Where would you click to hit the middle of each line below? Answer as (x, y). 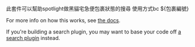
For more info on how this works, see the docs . (64, 20)
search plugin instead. (33, 38)
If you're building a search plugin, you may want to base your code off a (94, 32)
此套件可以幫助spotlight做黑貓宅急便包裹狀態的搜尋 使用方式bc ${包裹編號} (97, 9)
